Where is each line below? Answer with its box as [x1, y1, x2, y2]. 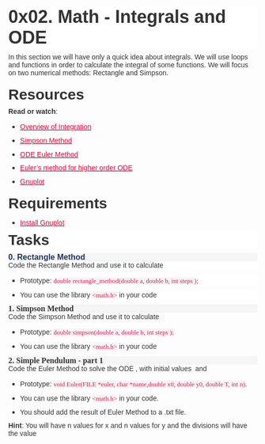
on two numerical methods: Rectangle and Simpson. [8, 69, 168, 78]
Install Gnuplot [19, 218, 65, 227]
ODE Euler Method [19, 150, 79, 159]
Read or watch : [8, 107, 58, 116]
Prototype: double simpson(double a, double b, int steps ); [19, 328, 174, 337]
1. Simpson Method [8, 304, 74, 313]
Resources [8, 85, 85, 104]
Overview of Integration [19, 123, 92, 131]
